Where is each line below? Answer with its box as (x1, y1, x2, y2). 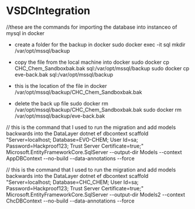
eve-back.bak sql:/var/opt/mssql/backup (14, 71, 114, 78)
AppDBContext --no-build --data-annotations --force (6, 155, 135, 162)
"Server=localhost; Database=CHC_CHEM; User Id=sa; (6, 179, 139, 186)
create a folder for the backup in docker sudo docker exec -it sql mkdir (14, 41, 186, 48)
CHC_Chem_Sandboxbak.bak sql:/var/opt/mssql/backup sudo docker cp (14, 64, 190, 71)
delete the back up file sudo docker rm (14, 100, 108, 107)
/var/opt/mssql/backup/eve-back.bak (14, 112, 105, 119)
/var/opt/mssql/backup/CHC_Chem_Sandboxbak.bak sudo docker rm (14, 106, 182, 113)
